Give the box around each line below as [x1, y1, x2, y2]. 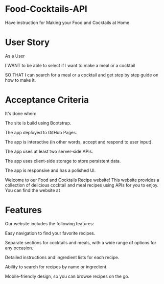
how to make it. [5, 77, 36, 83]
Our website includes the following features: [5, 220, 94, 226]
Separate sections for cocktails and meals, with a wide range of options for [5, 239, 157, 245]
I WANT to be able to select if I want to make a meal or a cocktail [5, 62, 136, 68]
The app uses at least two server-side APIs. [5, 148, 93, 154]
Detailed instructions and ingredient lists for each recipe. [5, 254, 119, 260]
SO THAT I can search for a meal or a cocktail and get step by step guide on [5, 72, 159, 78]
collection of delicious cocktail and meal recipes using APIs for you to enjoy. [5, 182, 159, 188]
